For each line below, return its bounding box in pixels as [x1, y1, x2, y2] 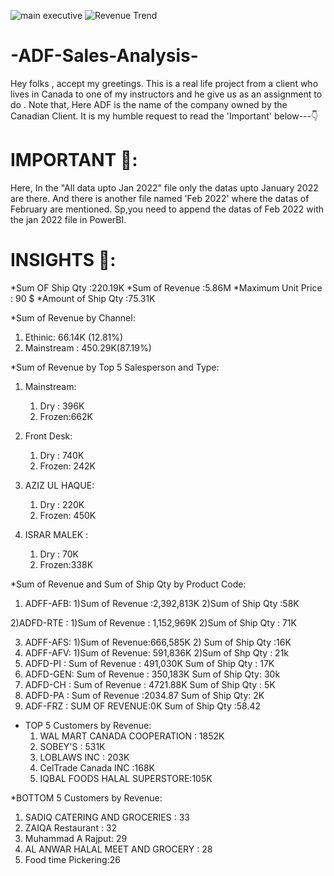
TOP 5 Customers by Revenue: [24, 719, 152, 731]
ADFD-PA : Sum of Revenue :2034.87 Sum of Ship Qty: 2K [24, 689, 265, 701]
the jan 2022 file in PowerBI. [10, 213, 127, 225]
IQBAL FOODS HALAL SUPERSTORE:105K [39, 772, 213, 784]
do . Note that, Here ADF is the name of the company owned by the [10, 98, 288, 110]
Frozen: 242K [39, 460, 96, 472]
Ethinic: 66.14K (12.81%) [24, 331, 124, 343]
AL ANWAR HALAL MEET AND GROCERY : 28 [24, 843, 213, 855]
